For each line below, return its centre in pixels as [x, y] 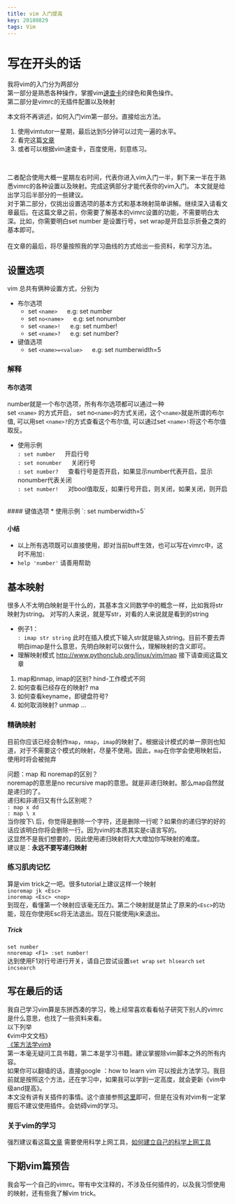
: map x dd [23, 807]
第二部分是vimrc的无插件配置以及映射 [61, 101]
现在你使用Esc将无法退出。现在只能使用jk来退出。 [91, 913]
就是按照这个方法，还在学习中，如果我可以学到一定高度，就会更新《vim [116, 1079]
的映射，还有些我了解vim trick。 [54, 1193]
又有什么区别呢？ [68, 800]
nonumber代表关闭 [44, 480]
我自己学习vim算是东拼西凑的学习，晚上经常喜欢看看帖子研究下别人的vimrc [115, 1009]
